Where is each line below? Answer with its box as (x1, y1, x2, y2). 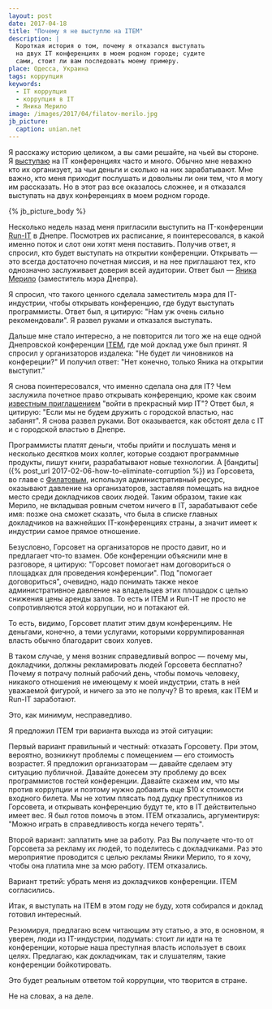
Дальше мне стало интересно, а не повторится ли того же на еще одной (8, 330, 261, 341)
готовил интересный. (8, 909, 82, 919)
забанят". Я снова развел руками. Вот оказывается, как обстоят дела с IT (8, 416, 265, 425)
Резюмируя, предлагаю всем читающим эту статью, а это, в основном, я (8, 925, 265, 934)
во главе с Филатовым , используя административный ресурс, (8, 474, 226, 484)
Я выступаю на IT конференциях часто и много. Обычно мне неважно (8, 156, 252, 166)
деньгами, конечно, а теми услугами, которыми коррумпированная (8, 627, 245, 636)
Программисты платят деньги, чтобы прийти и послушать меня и (8, 440, 237, 450)
